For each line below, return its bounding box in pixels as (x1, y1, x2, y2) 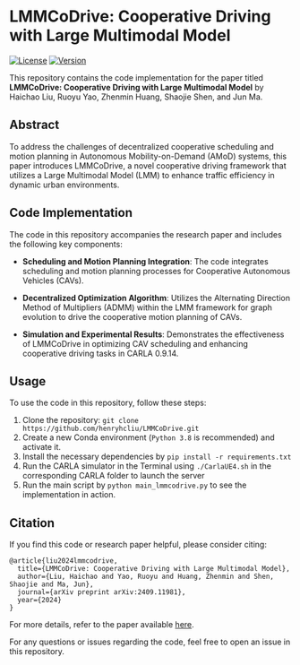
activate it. (21, 442, 61, 453)
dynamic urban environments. (9, 179, 120, 190)
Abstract (9, 117, 60, 133)
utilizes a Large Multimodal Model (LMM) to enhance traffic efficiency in (9, 169, 275, 180)
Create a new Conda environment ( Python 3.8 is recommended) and (21, 432, 275, 443)
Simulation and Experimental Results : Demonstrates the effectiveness (21, 329, 285, 340)
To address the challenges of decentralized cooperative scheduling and (9, 141, 275, 151)
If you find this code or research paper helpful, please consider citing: (9, 540, 267, 550)
